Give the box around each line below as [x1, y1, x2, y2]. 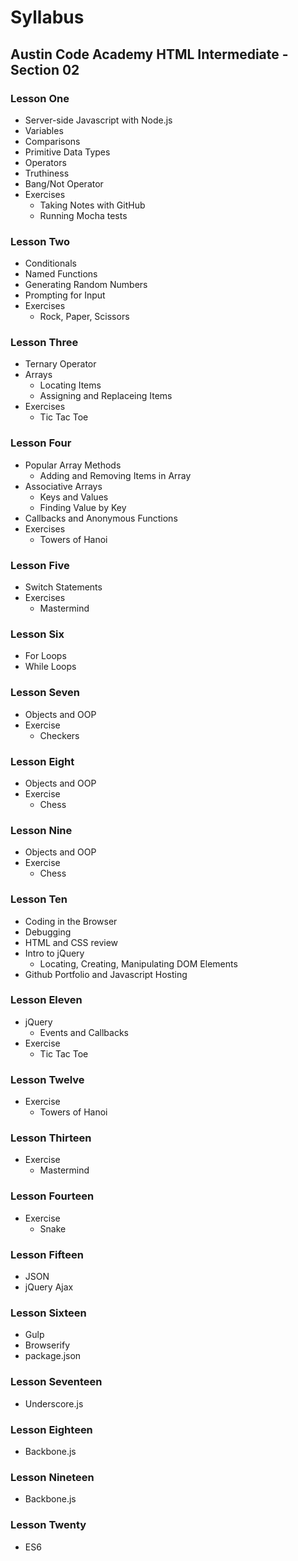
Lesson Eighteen [10, 1422, 93, 1436]
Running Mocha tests [39, 209, 128, 221]
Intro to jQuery [24, 947, 85, 959]
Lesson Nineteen [10, 1470, 95, 1484]
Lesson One [10, 91, 70, 105]
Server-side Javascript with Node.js [24, 114, 173, 126]
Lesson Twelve [10, 1072, 85, 1086]
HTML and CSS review [24, 936, 119, 948]
